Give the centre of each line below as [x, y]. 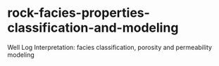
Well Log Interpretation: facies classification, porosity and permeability [110, 47]
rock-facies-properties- [79, 13]
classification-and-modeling [93, 28]
